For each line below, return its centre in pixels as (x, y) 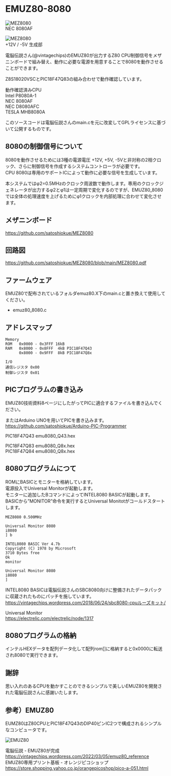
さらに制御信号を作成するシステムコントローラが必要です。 (80, 166)
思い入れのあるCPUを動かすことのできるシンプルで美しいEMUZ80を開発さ (84, 686)
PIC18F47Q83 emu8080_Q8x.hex (40, 446)
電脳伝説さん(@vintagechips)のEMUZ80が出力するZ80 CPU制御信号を (79, 55)
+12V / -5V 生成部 (24, 44)
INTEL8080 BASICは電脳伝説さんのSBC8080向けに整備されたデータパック (83, 590)
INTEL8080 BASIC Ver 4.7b (33, 544)
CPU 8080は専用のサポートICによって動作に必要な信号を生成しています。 (83, 172)
